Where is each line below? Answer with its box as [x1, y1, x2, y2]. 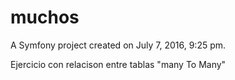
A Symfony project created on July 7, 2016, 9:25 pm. [10, 39, 227, 51]
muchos [10, 6, 80, 29]
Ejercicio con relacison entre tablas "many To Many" [10, 58, 227, 70]
